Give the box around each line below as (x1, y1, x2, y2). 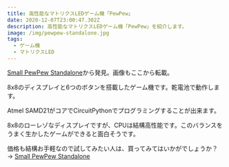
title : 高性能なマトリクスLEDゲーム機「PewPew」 (7, 10, 134, 17)
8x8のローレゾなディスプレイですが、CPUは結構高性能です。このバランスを (7, 121, 223, 129)
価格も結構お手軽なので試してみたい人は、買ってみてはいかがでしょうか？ (7, 144, 219, 153)
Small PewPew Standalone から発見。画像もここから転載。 (7, 68, 174, 77)
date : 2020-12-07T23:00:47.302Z (7, 17, 100, 23)
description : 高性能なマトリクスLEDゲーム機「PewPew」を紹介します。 (7, 23, 188, 30)
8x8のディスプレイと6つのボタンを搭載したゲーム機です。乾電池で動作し (7, 83, 214, 91)
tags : (7, 36, 23, 43)
